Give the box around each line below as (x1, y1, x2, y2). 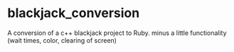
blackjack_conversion (7, 5, 140, 21)
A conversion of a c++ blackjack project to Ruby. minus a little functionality (7, 28, 227, 37)
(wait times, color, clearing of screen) (7, 36, 117, 44)
